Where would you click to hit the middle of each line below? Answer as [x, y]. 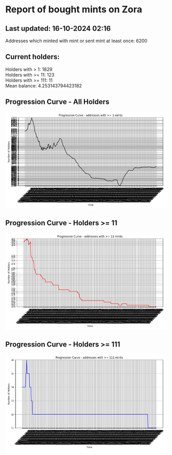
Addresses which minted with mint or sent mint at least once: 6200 [76, 41]
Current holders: [33, 57]
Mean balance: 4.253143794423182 [44, 85]
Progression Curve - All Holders [57, 102]
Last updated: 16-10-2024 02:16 [58, 29]
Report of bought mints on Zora [74, 10]
